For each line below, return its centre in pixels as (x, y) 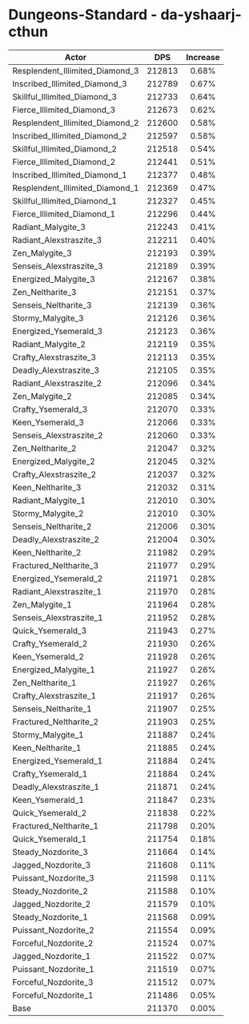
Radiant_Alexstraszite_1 (57, 591)
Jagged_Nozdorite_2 (52, 904)
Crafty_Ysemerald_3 (50, 409)
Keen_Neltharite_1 (47, 748)
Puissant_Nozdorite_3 (53, 877)
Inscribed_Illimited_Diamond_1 (70, 175)
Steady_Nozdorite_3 (50, 852)
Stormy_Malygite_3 (48, 318)
